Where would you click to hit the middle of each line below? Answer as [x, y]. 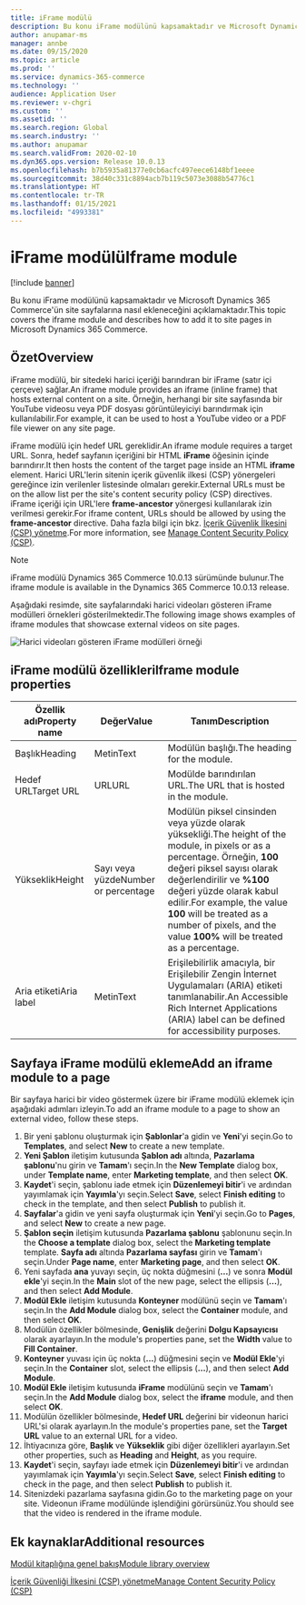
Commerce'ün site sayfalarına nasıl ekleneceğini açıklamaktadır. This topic [148, 309]
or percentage [124, 891]
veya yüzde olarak [207, 823]
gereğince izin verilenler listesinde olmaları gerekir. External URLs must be [148, 484]
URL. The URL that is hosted [226, 786]
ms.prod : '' [33, 69]
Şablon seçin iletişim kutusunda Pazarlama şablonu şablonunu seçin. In [158, 1233]
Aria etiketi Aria [46, 991]
